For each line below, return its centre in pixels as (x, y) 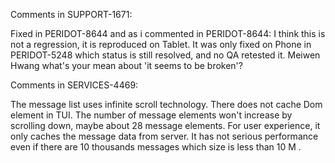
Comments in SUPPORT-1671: (71, 14)
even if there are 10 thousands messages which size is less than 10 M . (156, 147)
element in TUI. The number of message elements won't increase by (151, 115)
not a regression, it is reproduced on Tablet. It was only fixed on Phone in (161, 44)
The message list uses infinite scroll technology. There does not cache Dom (166, 104)
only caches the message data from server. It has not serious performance (164, 136)
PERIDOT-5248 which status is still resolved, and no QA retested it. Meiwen (165, 55)
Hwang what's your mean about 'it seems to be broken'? (126, 65)
